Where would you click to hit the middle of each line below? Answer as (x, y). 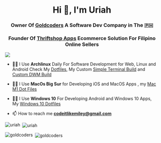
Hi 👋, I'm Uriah (82, 10)
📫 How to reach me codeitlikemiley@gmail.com (62, 114)
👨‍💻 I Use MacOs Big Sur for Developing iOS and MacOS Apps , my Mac (84, 84)
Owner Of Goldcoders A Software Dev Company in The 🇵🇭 (82, 25)
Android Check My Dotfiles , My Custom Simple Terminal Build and (79, 69)
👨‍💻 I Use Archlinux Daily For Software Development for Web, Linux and (84, 64)
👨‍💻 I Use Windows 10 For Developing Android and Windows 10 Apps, (82, 99)
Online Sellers (82, 44)
